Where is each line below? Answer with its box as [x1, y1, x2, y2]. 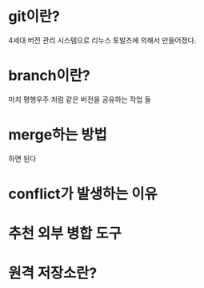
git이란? [8, 7, 60, 26]
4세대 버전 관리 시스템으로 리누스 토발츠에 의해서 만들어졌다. [8, 35, 197, 45]
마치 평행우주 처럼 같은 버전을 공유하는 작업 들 [8, 94, 152, 104]
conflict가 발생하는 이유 [8, 185, 158, 203]
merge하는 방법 [8, 126, 107, 144]
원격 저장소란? [8, 264, 98, 282]
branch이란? [8, 67, 90, 85]
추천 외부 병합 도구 [8, 225, 122, 243]
